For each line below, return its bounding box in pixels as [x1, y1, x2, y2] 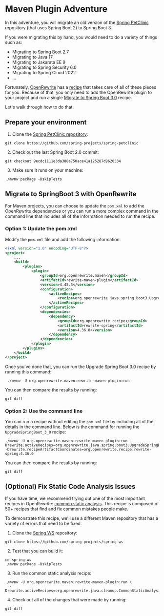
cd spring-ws [5, 557, 32, 562]
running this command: [5, 369, 52, 374]
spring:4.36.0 [5, 452, 34, 456]
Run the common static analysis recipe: [12, 570, 92, 576]
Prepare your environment [5, 118, 87, 126]
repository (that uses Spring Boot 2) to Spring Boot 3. [5, 24, 112, 30]
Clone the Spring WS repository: [12, 530, 78, 535]
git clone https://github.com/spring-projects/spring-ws [5, 539, 123, 544]
